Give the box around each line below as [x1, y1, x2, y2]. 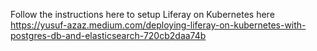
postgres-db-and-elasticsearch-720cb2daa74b [10, 30, 207, 41]
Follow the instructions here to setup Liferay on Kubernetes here [10, 9, 275, 20]
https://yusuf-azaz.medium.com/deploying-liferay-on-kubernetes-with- [10, 19, 307, 31]
